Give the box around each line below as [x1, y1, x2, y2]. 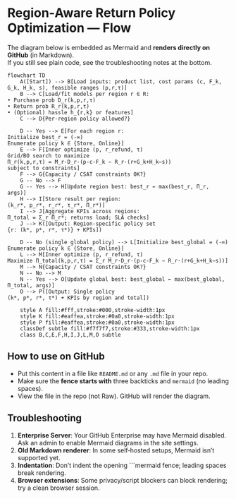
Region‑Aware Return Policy [7, 5, 176, 21]
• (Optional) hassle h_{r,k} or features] [7, 109, 134, 116]
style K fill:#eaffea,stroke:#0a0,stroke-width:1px [20, 313, 175, 320]
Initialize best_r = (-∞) [7, 133, 83, 140]
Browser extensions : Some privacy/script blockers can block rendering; [17, 476, 228, 484]
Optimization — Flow [7, 20, 132, 36]
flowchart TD [7, 72, 46, 79]
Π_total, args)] [7, 282, 55, 289]
